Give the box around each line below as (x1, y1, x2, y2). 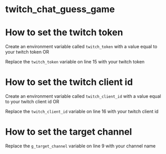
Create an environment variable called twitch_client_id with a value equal (5, 93, 161, 99)
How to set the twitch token (5, 27, 123, 38)
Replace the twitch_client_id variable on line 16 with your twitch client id (5, 108, 158, 114)
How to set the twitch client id (5, 76, 133, 88)
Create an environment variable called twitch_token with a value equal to (5, 44, 158, 50)
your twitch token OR (5, 49, 50, 55)
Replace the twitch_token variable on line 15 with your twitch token (5, 59, 145, 65)
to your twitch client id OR (5, 99, 59, 105)
